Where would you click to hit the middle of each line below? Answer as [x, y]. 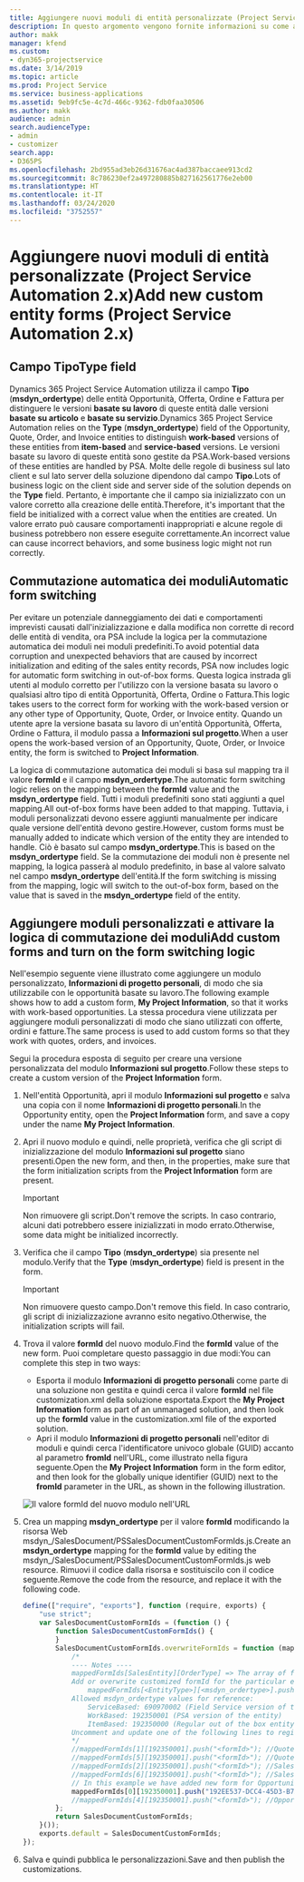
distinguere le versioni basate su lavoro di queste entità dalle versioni [139, 408]
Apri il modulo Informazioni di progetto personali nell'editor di [152, 1438]
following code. [51, 1589]
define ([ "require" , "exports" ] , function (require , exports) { [144, 1606]
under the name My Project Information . [98, 1125]
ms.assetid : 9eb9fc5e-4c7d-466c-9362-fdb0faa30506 [107, 102]
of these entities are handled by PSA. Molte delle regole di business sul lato [150, 466]
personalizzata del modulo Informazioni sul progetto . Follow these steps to [149, 1068]
